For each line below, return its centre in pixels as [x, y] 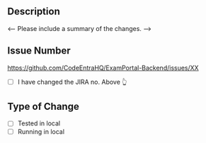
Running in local [41, 131]
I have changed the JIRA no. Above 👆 [72, 82]
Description [34, 12]
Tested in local [39, 123]
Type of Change [43, 107]
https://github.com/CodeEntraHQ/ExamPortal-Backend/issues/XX [103, 68]
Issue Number [39, 51]
